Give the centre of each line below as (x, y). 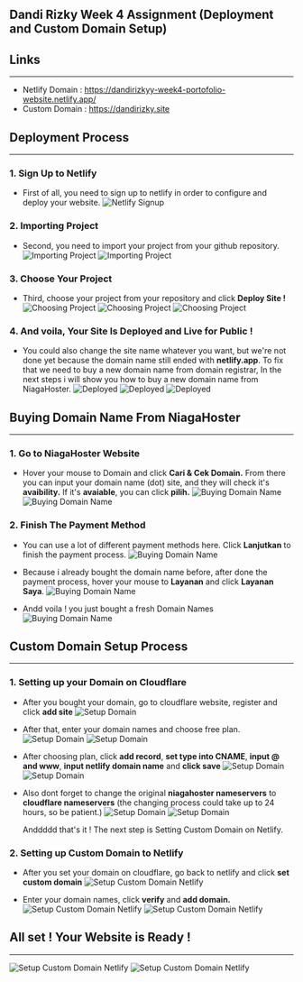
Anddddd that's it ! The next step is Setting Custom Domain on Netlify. (153, 830)
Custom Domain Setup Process (99, 647)
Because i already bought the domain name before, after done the (145, 572)
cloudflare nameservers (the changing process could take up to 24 (148, 803)
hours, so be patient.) (62, 812)
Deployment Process (69, 138)
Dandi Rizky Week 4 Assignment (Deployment (142, 15)
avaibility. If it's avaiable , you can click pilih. (106, 492)
